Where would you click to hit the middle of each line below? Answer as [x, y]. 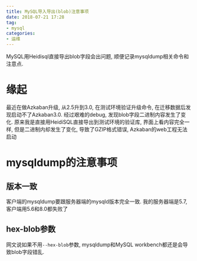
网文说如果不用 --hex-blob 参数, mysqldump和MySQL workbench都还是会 [94, 245]
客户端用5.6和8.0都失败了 [37, 209]
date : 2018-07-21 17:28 [35, 17]
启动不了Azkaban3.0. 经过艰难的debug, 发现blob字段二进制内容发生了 [96, 114]
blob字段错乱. [27, 252]
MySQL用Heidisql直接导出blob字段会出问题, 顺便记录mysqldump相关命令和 [98, 56]
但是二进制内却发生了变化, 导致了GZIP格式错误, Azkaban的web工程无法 [101, 129]
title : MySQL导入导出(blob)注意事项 [47, 11]
